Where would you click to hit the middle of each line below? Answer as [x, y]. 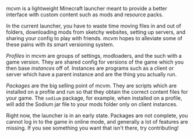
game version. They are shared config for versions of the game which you [95, 62]
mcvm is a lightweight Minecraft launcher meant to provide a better [87, 8]
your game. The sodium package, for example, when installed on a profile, [94, 98]
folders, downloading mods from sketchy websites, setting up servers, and [96, 32]
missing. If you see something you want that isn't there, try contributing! [92, 128]
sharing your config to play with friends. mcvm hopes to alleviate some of [94, 38]
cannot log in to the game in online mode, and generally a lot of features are [97, 122]
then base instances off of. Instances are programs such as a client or [90, 68]
